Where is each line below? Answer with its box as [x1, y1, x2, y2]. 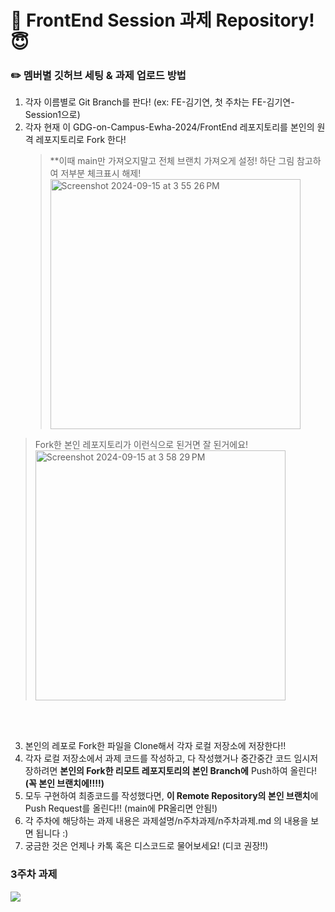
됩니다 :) [35, 827, 69, 840]
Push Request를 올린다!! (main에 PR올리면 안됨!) [24, 802, 218, 815]
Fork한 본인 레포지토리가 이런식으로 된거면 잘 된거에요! [34, 439, 249, 451]
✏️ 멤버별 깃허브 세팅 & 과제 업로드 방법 [10, 69, 187, 83]
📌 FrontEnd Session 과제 [10, 9, 212, 32]
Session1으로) [24, 109, 81, 121]
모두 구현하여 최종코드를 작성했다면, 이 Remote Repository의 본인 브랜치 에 [24, 790, 319, 802]
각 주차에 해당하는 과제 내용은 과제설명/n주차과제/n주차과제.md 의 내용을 [24, 815, 309, 827]
